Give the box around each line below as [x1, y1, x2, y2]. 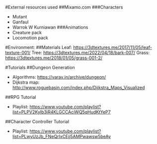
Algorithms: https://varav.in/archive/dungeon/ [12, 74, 106, 80]
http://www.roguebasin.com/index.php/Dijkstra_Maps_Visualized [12, 85, 145, 91]
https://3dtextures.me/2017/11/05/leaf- [73, 45, 153, 50]
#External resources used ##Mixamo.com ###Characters [5, 4, 123, 10]
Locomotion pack [12, 35, 48, 41]
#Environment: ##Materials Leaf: [5, 45, 73, 50]
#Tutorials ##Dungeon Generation [5, 64, 75, 70]
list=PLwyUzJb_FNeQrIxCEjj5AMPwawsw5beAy [12, 134, 111, 139]
